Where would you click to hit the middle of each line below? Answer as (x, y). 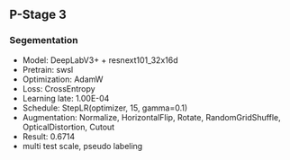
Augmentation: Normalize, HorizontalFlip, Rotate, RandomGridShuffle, (151, 117)
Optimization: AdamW (63, 79)
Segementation (44, 40)
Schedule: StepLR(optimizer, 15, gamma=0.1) (105, 108)
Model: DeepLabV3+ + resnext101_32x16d (100, 60)
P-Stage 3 (38, 15)
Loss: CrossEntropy (59, 88)
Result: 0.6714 (49, 136)
